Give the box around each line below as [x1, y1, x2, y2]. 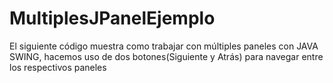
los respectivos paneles [9, 61, 107, 73]
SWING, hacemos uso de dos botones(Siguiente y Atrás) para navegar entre [9, 50, 324, 62]
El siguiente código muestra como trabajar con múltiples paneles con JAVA [9, 40, 319, 52]
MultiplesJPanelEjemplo [9, 7, 216, 30]
